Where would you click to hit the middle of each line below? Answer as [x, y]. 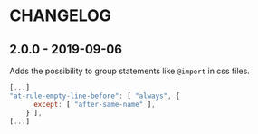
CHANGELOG [60, 16]
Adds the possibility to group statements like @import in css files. [130, 71]
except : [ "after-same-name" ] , [94, 104]
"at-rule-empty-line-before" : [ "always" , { [95, 96]
